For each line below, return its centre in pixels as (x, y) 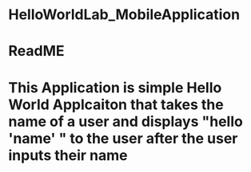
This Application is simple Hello (115, 87)
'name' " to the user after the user (123, 138)
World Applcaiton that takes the (116, 104)
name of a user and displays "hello (126, 121)
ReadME (36, 51)
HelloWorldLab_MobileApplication (124, 15)
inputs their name (68, 155)
